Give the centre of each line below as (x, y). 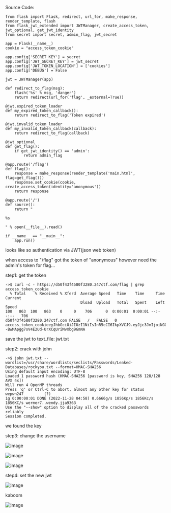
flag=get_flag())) (25, 178)
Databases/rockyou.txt (29, 367)
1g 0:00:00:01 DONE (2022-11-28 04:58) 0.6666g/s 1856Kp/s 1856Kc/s (79, 398)
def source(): (20, 205)
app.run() (25, 240)
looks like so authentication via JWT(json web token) (61, 250)
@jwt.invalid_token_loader (34, 124)
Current (13, 298)
